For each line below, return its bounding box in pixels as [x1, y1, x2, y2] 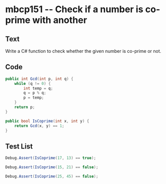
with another [32, 14, 88, 26]
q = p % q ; [23, 90, 47, 96]
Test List [5, 142, 33, 150]
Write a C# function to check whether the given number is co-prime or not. [5, 48, 161, 54]
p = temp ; [23, 95, 44, 100]
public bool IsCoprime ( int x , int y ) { [5, 118, 90, 124]
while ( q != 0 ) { [14, 81, 51, 86]
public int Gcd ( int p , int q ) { [5, 76, 73, 81]
